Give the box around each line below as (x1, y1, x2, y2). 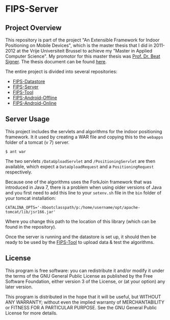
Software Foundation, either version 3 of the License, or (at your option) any (5, 278, 165, 284)
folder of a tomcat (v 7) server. (5, 139, 70, 145)
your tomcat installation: (5, 195, 56, 201)
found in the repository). (5, 224, 57, 230)
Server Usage (5, 115, 50, 124)
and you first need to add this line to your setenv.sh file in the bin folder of (5, 189, 162, 195)
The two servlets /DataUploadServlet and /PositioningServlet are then (5, 158, 156, 164)
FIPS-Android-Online (12, 100, 57, 106)
